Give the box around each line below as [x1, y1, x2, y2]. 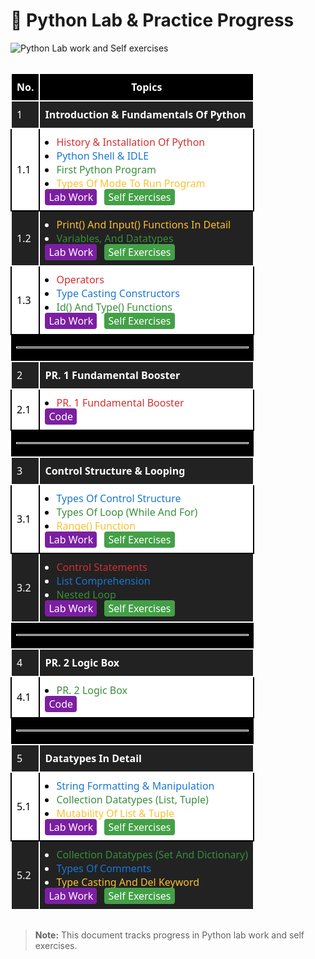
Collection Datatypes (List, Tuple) [56, 792, 209, 807]
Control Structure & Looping [44, 463, 186, 478]
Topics [131, 79, 163, 94]
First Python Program [56, 162, 157, 177]
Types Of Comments [56, 860, 152, 876]
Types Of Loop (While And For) [56, 504, 198, 519]
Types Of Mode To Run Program [56, 175, 206, 191]
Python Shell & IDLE [56, 148, 150, 163]
